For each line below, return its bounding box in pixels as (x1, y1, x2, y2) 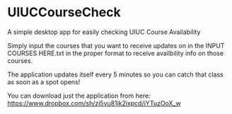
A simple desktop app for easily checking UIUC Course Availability (7, 28, 201, 36)
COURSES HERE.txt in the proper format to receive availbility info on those (7, 49, 224, 57)
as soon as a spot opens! (7, 77, 81, 86)
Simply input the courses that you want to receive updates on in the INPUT (7, 41, 225, 50)
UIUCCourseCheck (7, 4, 122, 21)
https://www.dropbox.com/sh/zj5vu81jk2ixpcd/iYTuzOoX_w (7, 98, 182, 107)
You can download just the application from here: (7, 91, 151, 100)
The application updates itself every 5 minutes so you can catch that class (7, 70, 224, 79)
